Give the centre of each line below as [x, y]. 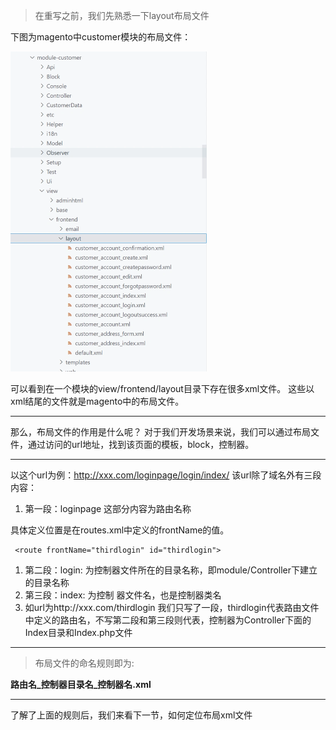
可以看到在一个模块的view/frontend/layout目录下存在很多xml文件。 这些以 [162, 388]
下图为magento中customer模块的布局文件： [101, 37]
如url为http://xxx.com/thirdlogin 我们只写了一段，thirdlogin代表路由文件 [172, 607]
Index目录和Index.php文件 [78, 632]
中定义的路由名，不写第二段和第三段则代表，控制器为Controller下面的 [168, 620]
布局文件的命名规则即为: [84, 663]
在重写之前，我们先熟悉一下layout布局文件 [122, 15]
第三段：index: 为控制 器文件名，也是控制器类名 [123, 595]
